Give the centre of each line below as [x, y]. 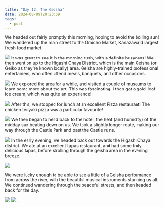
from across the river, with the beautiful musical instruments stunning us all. [82, 180]
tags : [11, 19]
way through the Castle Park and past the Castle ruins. [60, 130]
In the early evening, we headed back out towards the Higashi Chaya [81, 140]
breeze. [13, 156]
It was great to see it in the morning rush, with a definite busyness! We [82, 58]
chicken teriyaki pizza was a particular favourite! [54, 110]
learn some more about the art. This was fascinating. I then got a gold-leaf [80, 89]
